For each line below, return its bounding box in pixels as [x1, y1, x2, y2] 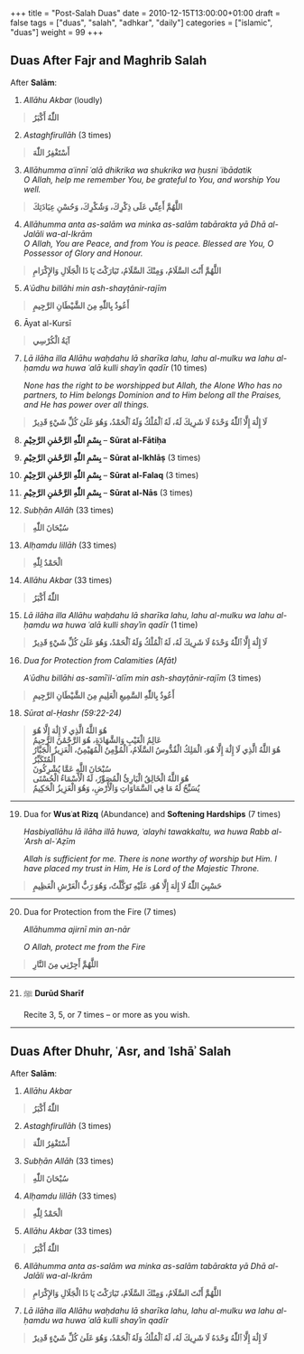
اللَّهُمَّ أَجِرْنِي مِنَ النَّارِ [32, 958, 98, 970]
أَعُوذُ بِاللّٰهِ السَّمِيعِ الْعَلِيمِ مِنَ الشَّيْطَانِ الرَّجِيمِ [32, 690, 175, 701]
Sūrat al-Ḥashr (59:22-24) [23, 707, 123, 718]
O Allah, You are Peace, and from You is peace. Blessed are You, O [23, 238, 274, 249]
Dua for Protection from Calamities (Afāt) [23, 654, 178, 665]
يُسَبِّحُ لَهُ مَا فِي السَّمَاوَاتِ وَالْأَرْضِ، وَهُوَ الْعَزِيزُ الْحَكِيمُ [32, 782, 200, 794]
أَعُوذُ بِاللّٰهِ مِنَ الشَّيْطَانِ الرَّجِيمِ [32, 300, 130, 311]
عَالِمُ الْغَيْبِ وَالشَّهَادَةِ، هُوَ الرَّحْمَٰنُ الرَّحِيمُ [32, 734, 161, 745]
